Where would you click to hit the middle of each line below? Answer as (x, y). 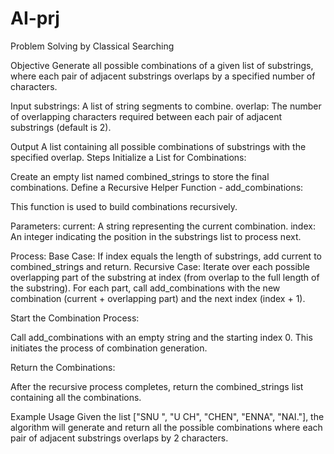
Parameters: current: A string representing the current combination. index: (163, 226)
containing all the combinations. (76, 397)
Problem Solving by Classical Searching (92, 46)
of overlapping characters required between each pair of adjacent (146, 116)
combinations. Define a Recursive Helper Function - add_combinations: (157, 187)
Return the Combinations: (63, 367)
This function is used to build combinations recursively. (124, 206)
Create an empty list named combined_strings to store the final (140, 176)
